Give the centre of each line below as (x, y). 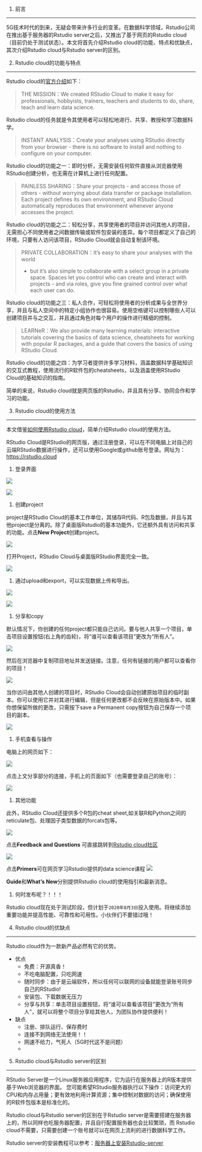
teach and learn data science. (58, 107)
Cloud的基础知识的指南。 (37, 378)
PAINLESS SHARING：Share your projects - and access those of (101, 186)
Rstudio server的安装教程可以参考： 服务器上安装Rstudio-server (85, 1143)
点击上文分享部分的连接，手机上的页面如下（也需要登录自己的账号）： (92, 776)
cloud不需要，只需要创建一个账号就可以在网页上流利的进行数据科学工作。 (97, 1130)
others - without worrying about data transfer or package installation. (107, 193)
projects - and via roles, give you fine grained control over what (109, 284)
